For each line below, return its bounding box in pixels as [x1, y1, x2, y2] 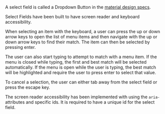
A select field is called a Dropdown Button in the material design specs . [5, 4, 151, 10]
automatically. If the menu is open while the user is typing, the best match [5, 64, 157, 70]
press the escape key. [5, 84, 51, 90]
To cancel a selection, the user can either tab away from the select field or [5, 79, 158, 85]
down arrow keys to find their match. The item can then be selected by [5, 39, 150, 45]
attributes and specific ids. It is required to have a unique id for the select [5, 99, 155, 105]
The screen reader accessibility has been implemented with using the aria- [5, 94, 160, 100]
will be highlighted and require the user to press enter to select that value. [5, 70, 157, 76]
